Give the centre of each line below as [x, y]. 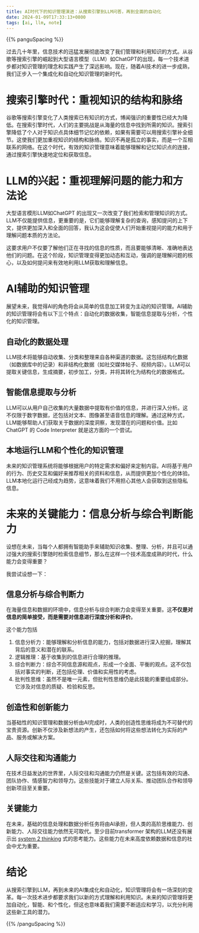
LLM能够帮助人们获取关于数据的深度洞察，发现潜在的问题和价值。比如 [92, 422]
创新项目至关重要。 [30, 788]
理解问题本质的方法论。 [35, 235]
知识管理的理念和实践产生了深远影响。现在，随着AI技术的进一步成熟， [107, 66]
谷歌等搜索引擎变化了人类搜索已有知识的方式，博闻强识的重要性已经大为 [94, 118]
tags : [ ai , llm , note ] [34, 23]
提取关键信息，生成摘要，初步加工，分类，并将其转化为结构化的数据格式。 [97, 372]
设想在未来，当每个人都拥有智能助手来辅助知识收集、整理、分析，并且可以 [97, 546]
